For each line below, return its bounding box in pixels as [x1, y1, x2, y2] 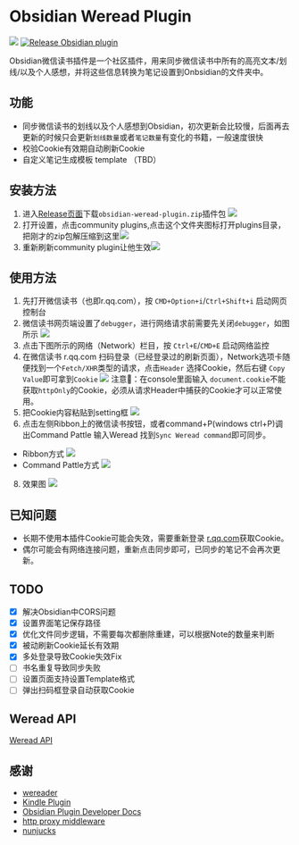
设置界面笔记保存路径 [21, 618, 101, 629]
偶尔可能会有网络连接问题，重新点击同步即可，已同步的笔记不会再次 [21, 544, 273, 555]
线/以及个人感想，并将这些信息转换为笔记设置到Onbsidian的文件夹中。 [9, 66, 269, 77]
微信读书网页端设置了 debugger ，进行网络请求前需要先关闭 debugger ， [21, 318, 275, 329]
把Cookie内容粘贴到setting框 [21, 407, 129, 418]
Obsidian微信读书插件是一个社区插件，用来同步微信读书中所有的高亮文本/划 [9, 55, 287, 66]
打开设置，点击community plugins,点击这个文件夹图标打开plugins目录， [21, 219, 287, 230]
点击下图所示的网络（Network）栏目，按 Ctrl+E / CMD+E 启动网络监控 [21, 340, 270, 351]
